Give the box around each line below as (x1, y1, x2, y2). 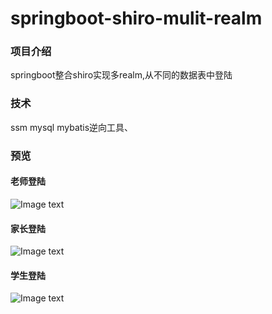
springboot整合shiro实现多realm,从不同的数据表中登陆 (10, 69, 233, 81)
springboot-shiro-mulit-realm (10, 7, 263, 30)
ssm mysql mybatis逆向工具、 (10, 121, 134, 133)
